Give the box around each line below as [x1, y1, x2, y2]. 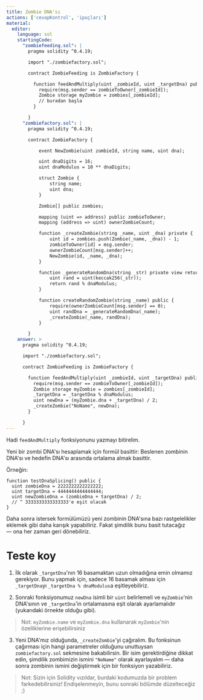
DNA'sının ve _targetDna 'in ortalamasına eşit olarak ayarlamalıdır [14, 600, 176, 607]
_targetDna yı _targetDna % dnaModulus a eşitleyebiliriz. [14, 582, 149, 589]
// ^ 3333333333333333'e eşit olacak [11, 499, 107, 505]
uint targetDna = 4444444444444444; [11, 488, 104, 494]
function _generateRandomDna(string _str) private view [38, 269, 182, 276]
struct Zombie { [38, 175, 80, 182]
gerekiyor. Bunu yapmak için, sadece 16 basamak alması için [14, 575, 166, 583]
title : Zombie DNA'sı [6, 8, 61, 15]
